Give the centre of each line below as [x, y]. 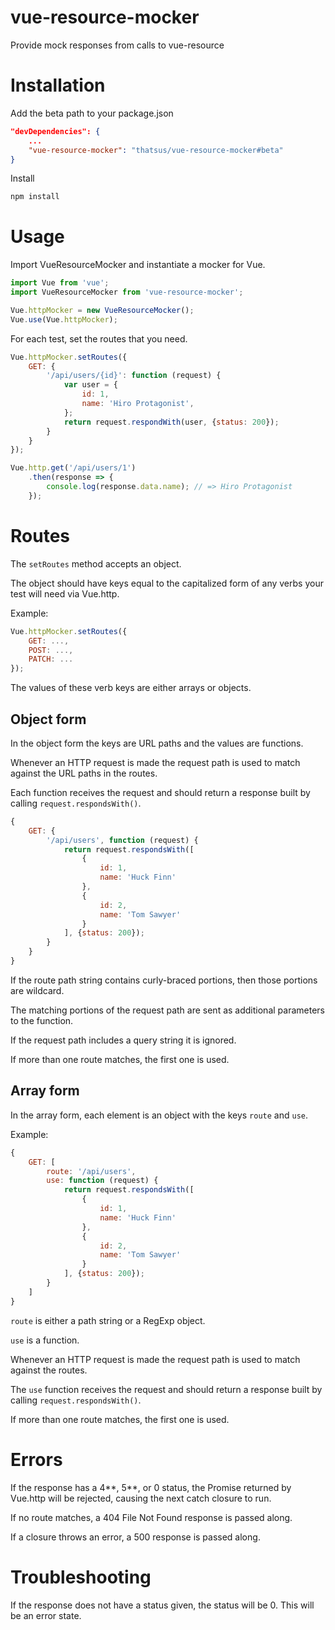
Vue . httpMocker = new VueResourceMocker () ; [102, 310]
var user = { [90, 385]
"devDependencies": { [55, 131]
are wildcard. [37, 990]
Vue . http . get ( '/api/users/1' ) [73, 468]
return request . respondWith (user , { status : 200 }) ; [171, 422]
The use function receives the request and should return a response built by [166, 1389]
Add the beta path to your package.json [92, 113]
